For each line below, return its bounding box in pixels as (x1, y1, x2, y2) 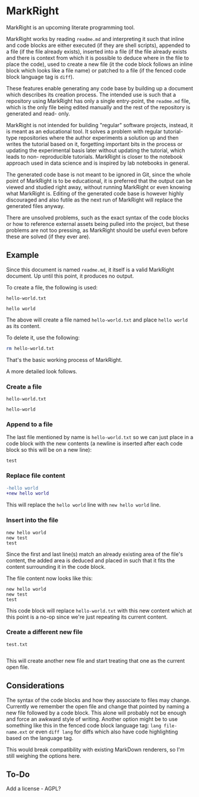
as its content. (6, 322, 41, 329)
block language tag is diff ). (6, 73, 74, 80)
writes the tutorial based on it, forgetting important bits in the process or (6, 140, 183, 147)
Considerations (6, 681, 65, 691)
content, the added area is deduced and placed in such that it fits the (6, 557, 175, 564)
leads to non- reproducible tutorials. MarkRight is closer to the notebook (6, 153, 183, 160)
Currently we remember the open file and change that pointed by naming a (6, 703, 189, 710)
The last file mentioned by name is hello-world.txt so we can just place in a (6, 434, 194, 441)
